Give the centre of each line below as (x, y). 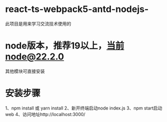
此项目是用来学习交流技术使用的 (38, 23)
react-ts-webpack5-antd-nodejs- (77, 9)
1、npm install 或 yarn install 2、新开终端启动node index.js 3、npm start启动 (84, 108)
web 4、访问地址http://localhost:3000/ (45, 114)
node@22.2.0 (35, 57)
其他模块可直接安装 (25, 71)
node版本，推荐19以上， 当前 (65, 46)
